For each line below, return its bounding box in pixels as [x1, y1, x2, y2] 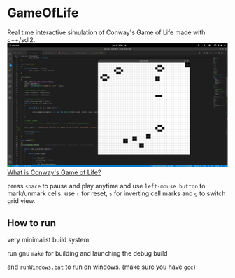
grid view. [7, 197, 36, 205]
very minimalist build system [7, 236, 90, 244]
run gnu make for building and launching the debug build [7, 249, 168, 258]
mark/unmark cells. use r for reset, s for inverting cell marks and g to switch [7, 189, 226, 197]
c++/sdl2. [7, 35, 36, 43]
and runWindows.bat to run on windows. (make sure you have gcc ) [7, 263, 196, 271]
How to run [7, 217, 57, 229]
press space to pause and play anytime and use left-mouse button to [7, 182, 206, 190]
